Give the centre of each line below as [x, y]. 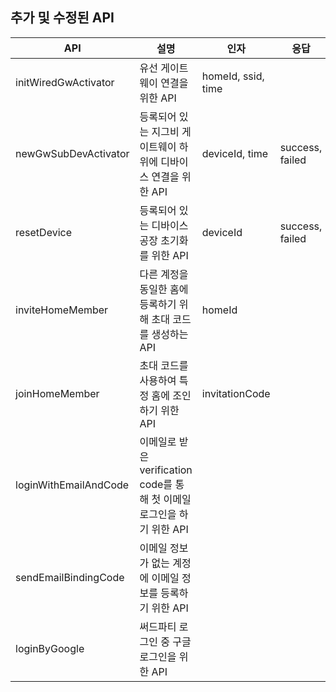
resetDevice [43, 232]
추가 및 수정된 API [62, 18]
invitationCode [236, 393]
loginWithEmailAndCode [72, 485]
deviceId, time [235, 153]
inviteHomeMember [62, 310]
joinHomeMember [57, 393]
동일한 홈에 [164, 289]
